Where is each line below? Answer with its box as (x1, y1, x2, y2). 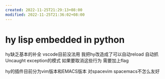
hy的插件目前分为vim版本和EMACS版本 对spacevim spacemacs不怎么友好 (5, 68, 160, 74)
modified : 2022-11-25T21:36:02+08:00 (5, 12, 85, 17)
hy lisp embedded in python (5, 34, 125, 46)
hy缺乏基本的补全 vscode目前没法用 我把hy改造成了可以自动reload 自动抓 (5, 51, 158, 57)
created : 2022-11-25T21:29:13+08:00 (5, 7, 82, 13)
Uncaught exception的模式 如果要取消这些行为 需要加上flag (5, 58, 129, 64)
